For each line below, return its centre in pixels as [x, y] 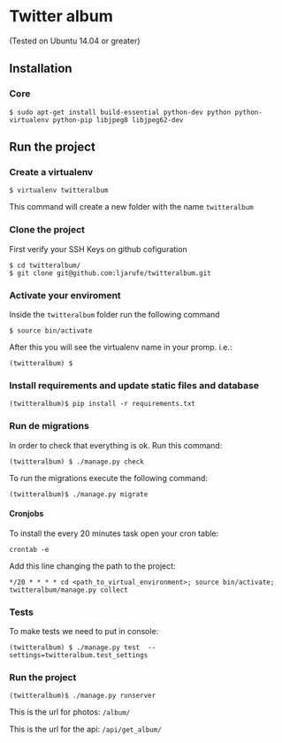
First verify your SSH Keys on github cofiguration [98, 249]
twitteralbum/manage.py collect [69, 590]
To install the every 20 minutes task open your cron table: [114, 533]
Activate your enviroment [65, 295]
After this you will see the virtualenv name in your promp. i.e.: [121, 347]
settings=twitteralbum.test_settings [79, 655]
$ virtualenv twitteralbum [59, 191]
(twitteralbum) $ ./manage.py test [75, 647]
